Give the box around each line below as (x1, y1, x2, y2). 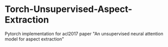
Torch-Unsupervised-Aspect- (5, 3, 133, 15)
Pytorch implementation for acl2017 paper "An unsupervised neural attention (5, 30, 163, 36)
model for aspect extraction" (5, 36, 64, 42)
